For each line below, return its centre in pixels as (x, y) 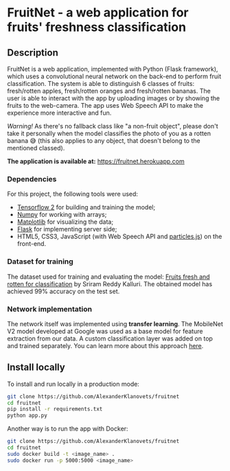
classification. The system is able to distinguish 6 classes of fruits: (101, 83)
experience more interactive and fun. (59, 113)
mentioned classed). (36, 148)
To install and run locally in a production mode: (73, 384)
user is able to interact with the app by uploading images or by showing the (114, 98)
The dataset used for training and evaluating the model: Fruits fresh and (109, 277)
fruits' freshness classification (97, 27)
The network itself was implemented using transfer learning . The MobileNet (115, 323)
